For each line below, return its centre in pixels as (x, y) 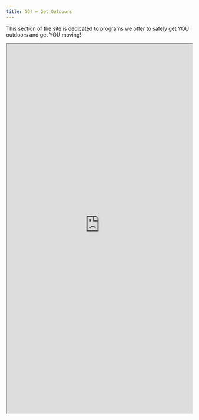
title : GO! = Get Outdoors (39, 12)
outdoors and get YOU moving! (44, 35)
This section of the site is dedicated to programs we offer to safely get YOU (98, 28)
